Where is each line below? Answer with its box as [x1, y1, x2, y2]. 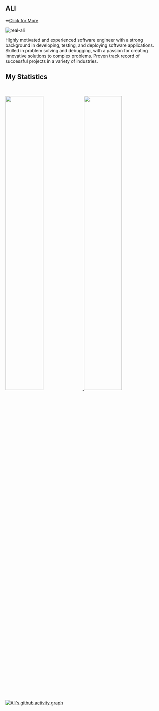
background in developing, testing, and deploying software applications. [5, 42, 154, 48]
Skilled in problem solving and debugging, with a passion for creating [5, 47, 148, 53]
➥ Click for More [5, 17, 39, 23]
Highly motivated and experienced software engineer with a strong [5, 37, 143, 43]
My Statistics [5, 73, 48, 81]
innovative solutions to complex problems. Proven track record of [5, 53, 140, 59]
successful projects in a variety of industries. [5, 58, 98, 64]
